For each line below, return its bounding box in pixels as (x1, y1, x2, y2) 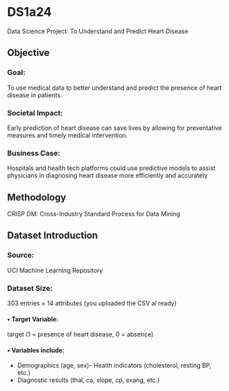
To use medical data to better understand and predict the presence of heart (7, 84, 222, 92)
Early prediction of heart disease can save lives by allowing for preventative (7, 124, 222, 132)
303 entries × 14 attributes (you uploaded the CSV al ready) (7, 299, 177, 307)
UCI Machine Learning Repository (7, 266, 103, 274)
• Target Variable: (7, 315, 59, 323)
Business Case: (7, 148, 61, 158)
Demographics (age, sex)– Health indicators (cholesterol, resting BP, (17, 361, 212, 370)
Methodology (7, 191, 67, 203)
